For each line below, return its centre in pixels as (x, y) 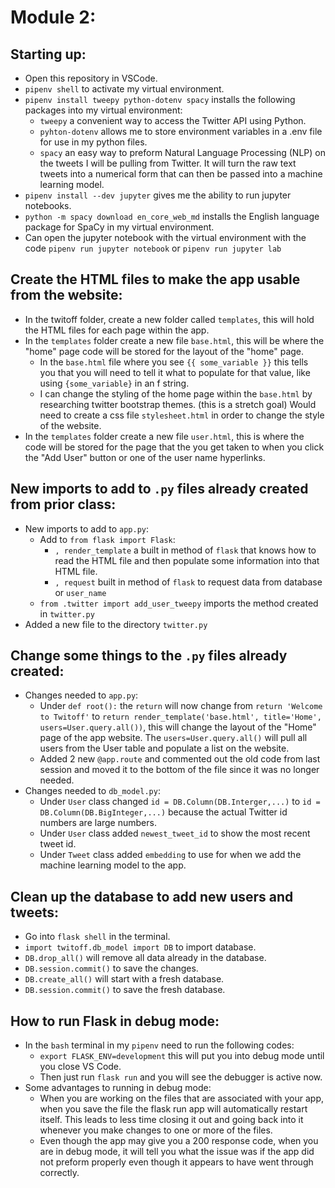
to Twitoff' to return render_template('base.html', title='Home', (180, 717)
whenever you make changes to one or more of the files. (156, 1130)
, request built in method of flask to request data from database (188, 582)
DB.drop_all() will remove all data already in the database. (145, 958)
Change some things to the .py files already (149, 656)
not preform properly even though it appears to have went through (176, 1162)
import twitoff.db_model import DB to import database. (140, 947)
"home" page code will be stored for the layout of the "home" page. (164, 351)
